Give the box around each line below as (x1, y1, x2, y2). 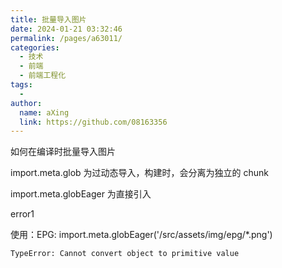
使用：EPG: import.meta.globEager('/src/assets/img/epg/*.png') (10, 229, 273, 241)
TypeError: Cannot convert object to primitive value (10, 249, 240, 259)
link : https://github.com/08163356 (19, 117, 168, 127)
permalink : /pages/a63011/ (10, 33, 123, 43)
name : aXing (19, 107, 70, 118)
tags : (10, 80, 33, 90)
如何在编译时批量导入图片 (10, 146, 116, 158)
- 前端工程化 (19, 71, 67, 81)
